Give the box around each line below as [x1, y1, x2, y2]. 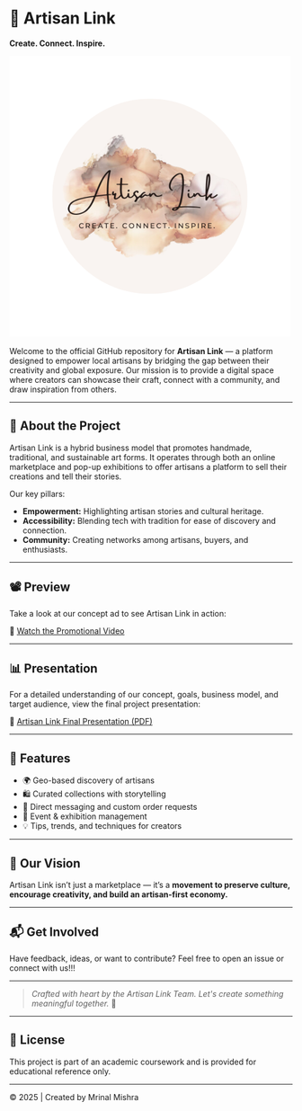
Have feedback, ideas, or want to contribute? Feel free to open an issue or [9, 953, 285, 964]
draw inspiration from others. [9, 384, 117, 395]
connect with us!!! [9, 962, 76, 973]
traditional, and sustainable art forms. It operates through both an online [9, 451, 276, 462]
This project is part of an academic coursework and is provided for [9, 1056, 257, 1067]
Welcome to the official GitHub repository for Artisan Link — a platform [9, 345, 273, 356]
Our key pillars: [9, 488, 66, 499]
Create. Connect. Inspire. [9, 38, 106, 49]
